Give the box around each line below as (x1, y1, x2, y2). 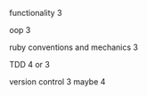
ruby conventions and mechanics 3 (9, 42, 138, 52)
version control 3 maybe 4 (9, 76, 106, 87)
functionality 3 (9, 8, 62, 18)
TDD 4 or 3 (9, 60, 51, 69)
